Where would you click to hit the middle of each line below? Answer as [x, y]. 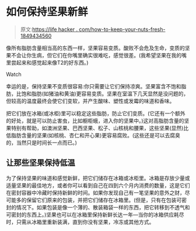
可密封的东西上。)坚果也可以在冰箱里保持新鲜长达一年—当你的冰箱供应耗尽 [95, 215]
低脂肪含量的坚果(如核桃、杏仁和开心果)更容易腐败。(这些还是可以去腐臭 [93, 135]
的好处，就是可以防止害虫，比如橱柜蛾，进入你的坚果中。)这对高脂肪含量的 [95, 120]
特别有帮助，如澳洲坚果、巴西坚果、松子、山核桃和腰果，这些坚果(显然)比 [100, 128]
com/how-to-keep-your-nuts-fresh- [122, 29]
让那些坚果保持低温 [41, 163]
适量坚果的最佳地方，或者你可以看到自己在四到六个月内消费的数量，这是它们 [98, 185]
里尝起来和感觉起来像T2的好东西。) [47, 63]
